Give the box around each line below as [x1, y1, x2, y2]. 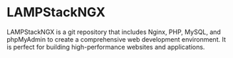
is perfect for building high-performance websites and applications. [6, 42, 205, 51]
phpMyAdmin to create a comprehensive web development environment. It [6, 35, 226, 43]
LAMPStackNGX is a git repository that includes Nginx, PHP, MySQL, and [6, 28, 222, 36]
